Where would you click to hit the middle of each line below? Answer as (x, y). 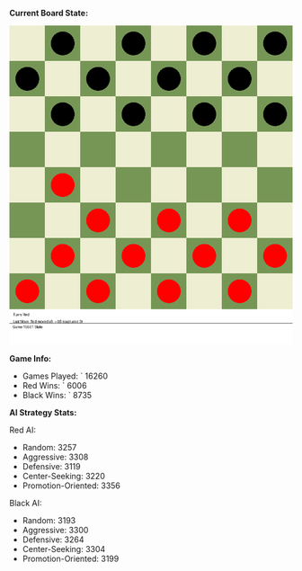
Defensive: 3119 (51, 466)
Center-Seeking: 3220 (63, 476)
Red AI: (22, 430)
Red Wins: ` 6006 (54, 385)
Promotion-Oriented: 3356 (71, 486)
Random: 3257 (49, 447)
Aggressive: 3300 (55, 530)
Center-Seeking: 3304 (64, 549)
